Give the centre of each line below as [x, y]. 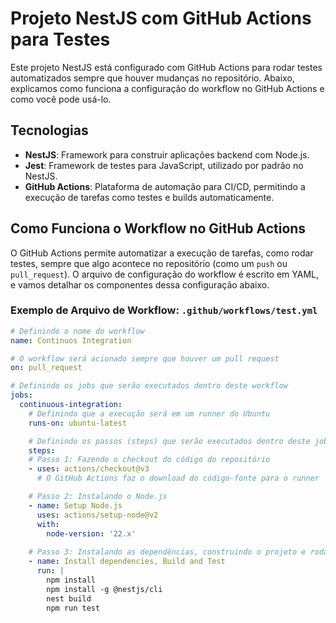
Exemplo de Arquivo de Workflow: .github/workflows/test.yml [164, 310]
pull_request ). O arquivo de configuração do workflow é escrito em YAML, [165, 274]
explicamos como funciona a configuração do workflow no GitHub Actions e [167, 88]
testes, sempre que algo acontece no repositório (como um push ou [149, 263]
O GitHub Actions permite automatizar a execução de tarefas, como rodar [162, 253]
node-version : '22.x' [91, 533]
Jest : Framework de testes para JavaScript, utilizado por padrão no [164, 165]
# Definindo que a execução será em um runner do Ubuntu [149, 413]
